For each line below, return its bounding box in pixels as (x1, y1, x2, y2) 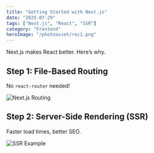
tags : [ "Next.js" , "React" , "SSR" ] (6, 20, 97, 26)
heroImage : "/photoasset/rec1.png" (6, 32, 97, 38)
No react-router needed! (6, 82, 70, 89)
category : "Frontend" (6, 26, 61, 32)
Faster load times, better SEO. (6, 127, 81, 135)
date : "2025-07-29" (6, 15, 56, 21)
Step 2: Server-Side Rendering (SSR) (6, 112, 149, 122)
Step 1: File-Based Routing (6, 66, 108, 76)
